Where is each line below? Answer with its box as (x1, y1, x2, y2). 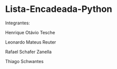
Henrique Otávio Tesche (5, 29, 55, 35)
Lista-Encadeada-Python (5, 3, 112, 15)
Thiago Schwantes (5, 58, 44, 64)
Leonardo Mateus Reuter (5, 39, 56, 45)
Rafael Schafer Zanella (5, 49, 52, 55)
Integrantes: (5, 20, 30, 26)
